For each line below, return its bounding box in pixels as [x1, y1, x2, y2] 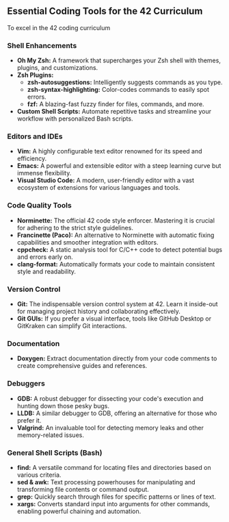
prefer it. [16, 416, 42, 424]
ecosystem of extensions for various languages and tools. [16, 184, 180, 192]
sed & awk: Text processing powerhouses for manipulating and [16, 477, 196, 486]
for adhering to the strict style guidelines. [16, 223, 133, 232]
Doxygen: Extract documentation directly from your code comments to [16, 354, 217, 362]
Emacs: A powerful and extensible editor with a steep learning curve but [16, 162, 221, 170]
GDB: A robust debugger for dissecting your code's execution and [16, 394, 204, 403]
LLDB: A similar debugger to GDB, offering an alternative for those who [16, 409, 217, 417]
